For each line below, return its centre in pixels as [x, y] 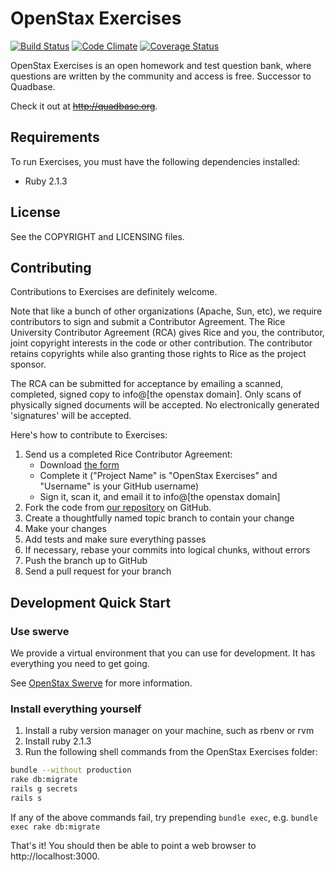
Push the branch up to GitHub [86, 561]
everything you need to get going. [80, 664]
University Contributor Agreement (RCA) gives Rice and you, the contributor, [167, 333]
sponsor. [28, 364]
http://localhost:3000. [55, 856]
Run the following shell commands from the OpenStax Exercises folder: [171, 752]
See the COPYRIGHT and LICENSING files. [97, 236]
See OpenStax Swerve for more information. [101, 683]
